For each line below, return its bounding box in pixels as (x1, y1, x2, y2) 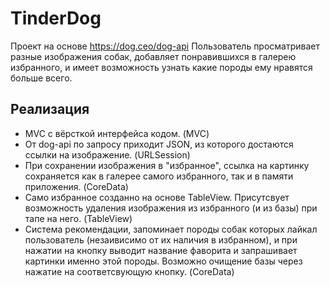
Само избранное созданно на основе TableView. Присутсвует (24, 191, 290, 203)
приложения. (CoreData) (24, 180, 129, 192)
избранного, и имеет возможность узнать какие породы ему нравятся (10, 61, 313, 73)
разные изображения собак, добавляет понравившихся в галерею (10, 50, 297, 62)
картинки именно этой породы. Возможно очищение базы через (24, 255, 303, 267)
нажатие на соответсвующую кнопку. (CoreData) (24, 265, 235, 277)
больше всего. (10, 72, 73, 84)
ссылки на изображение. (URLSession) (24, 148, 191, 161)
